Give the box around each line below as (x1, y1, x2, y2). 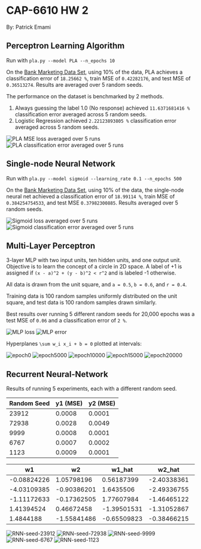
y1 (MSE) (56, 399, 83, 408)
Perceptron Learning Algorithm (6, 41, 125, 51)
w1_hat (111, 466, 133, 474)
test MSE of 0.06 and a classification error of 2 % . (6, 317, 127, 324)
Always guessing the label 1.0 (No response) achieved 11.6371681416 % (14, 104, 190, 111)
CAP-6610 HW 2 (6, 4, 89, 17)
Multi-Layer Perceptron (6, 240, 96, 251)
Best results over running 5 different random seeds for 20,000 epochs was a (6, 310, 195, 318)
